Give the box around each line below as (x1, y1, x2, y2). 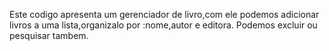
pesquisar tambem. (9, 30, 89, 41)
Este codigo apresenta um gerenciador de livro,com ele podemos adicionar (9, 9, 320, 20)
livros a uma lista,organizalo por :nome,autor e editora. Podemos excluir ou (9, 19, 318, 31)
